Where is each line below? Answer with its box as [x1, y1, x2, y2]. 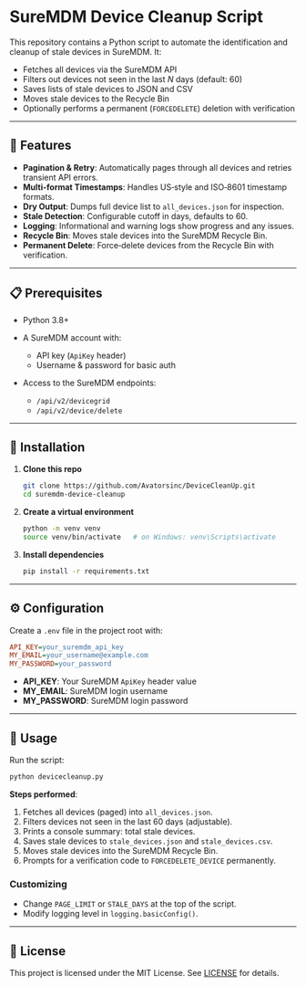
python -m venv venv [22, 524, 101, 533]
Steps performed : [9, 788, 78, 800]
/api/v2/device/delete [36, 406, 123, 415]
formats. [22, 191, 55, 202]
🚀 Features [9, 138, 72, 153]
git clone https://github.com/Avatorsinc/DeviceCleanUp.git [22, 481, 256, 490]
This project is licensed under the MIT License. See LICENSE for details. [9, 967, 280, 978]
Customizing [9, 877, 67, 890]
